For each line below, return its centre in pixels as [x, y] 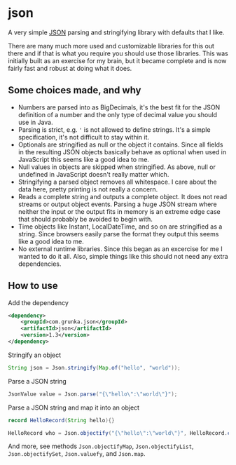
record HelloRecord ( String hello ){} [61, 420]
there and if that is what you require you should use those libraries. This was [118, 53]
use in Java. [35, 122]
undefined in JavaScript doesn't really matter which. [93, 174]
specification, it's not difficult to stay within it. [84, 137]
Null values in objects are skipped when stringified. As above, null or [117, 167]
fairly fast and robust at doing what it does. [70, 68]
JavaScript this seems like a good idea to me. [84, 159]
